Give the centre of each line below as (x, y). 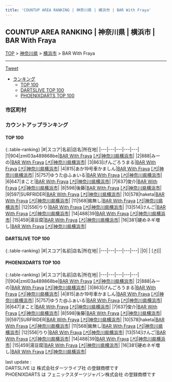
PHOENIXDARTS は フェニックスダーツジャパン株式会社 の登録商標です (81, 374)
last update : (18, 361)
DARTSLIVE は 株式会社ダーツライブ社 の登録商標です (62, 368)
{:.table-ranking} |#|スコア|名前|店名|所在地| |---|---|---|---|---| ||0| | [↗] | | (83, 250)
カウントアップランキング (37, 125)
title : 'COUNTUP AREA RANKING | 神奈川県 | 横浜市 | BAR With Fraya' (78, 10)
